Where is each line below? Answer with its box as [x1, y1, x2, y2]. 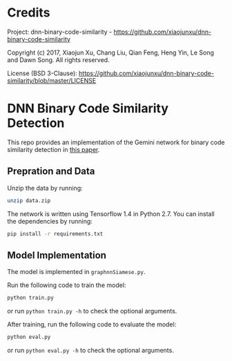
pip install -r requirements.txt [7, 230, 104, 237]
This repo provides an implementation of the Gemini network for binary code [7, 138, 225, 146]
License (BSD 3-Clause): [7, 69, 77, 77]
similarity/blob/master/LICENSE [7, 76, 97, 84]
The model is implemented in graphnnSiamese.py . [7, 268, 146, 276]
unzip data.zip [7, 197, 51, 204]
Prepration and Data [7, 166, 95, 177]
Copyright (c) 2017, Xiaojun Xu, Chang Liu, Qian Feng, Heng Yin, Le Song [7, 48, 214, 57]
